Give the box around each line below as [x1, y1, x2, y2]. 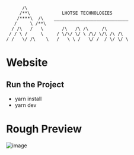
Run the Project [6, 80, 64, 90]
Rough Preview [6, 122, 82, 136]
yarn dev [14, 102, 37, 109]
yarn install [14, 95, 42, 102]
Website [6, 56, 48, 69]
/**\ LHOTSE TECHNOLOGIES [19, 10, 113, 16]
